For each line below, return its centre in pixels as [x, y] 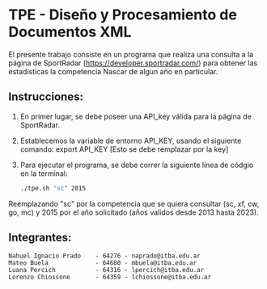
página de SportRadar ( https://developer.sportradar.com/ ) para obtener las [133, 63]
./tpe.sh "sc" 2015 [53, 188]
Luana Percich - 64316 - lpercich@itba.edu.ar [106, 270]
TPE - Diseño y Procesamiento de [123, 15]
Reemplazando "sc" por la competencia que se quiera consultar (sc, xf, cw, [134, 203]
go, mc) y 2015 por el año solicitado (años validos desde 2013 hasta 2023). [133, 212]
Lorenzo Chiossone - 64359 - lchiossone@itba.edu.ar [110, 277]
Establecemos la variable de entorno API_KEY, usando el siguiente [131, 140]
